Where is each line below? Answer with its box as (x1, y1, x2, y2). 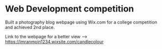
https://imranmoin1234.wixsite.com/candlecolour (5, 38, 104, 44)
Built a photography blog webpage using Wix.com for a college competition (5, 19, 158, 25)
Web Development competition (5, 3, 134, 14)
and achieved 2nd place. (5, 24, 55, 30)
